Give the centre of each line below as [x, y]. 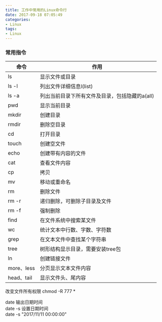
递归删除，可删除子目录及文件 [76, 201]
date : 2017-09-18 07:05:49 [34, 15]
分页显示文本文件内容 [65, 268]
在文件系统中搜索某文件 [68, 220]
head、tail [20, 278]
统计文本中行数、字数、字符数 [76, 230]
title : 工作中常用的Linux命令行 [36, 10]
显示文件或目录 [58, 77]
